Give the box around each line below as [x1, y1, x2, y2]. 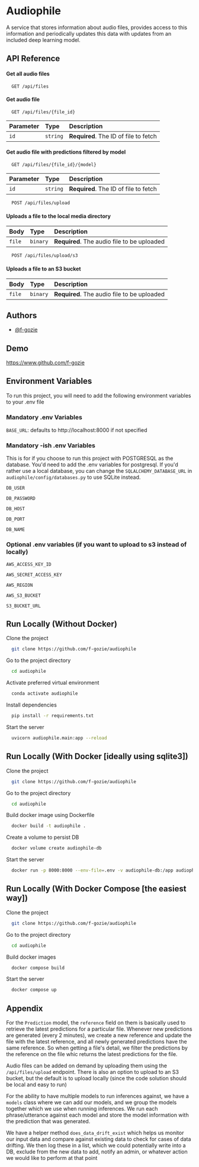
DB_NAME [6, 527, 25, 533]
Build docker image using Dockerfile [6, 812, 95, 819]
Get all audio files [6, 70, 50, 77]
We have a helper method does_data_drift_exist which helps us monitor [6, 1129, 184, 1137]
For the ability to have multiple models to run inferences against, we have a [6, 1093, 190, 1100]
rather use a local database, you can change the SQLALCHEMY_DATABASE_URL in [6, 468, 192, 475]
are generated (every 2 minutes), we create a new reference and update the [6, 1032, 191, 1039]
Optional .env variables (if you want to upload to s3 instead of [6, 540, 187, 549]
